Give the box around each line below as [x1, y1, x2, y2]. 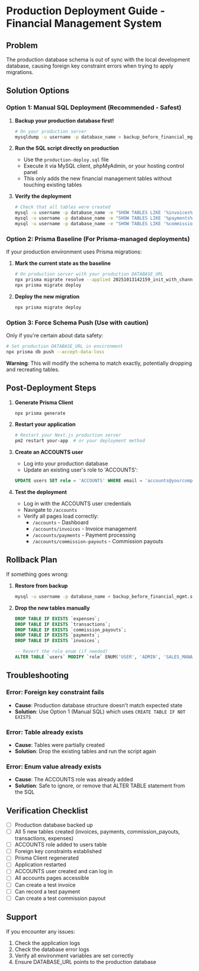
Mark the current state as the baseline [14, 259, 111, 267]
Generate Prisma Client [14, 399, 73, 406]
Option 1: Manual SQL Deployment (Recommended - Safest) [6, 104, 182, 112]
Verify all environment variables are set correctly [14, 952, 134, 959]
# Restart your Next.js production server [14, 432, 121, 438]
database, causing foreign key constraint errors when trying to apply [6, 62, 174, 69]
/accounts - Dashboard [32, 519, 89, 526]
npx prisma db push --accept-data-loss [6, 348, 105, 355]
